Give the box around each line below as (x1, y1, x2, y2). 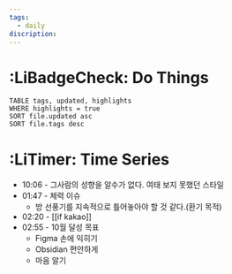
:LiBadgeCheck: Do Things (9, 67, 209, 88)
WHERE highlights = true (9, 104, 101, 113)
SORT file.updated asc (9, 112, 93, 121)
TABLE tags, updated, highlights (9, 96, 132, 106)
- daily (17, 21, 46, 30)
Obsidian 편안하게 (34, 244, 99, 255)
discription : (9, 29, 57, 38)
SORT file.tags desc (9, 120, 86, 129)
